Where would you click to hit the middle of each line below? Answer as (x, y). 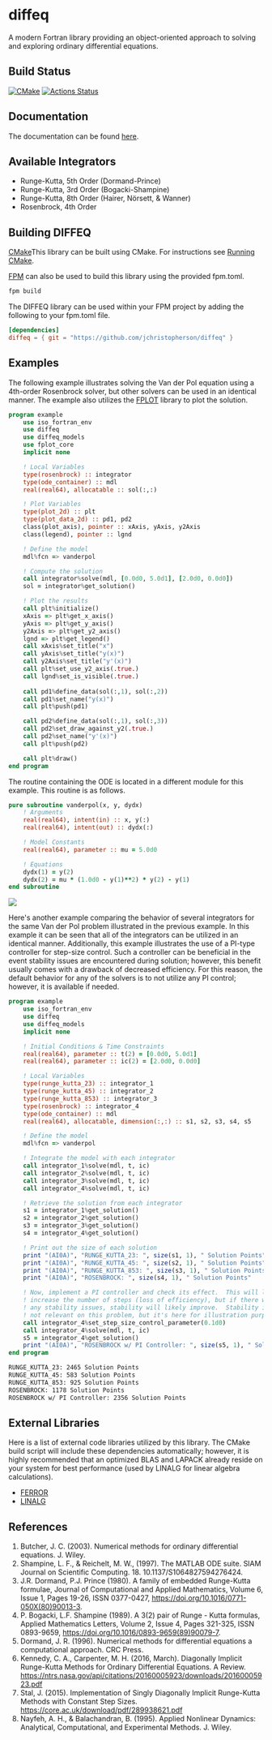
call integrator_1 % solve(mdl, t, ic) (87, 1166)
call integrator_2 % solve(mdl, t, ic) (87, 1173)
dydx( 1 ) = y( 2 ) (49, 872)
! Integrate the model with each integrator (99, 1158)
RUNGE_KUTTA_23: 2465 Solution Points (74, 1368)
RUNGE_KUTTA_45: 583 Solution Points (72, 1375)
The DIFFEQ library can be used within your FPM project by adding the (126, 307)
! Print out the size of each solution (90, 1248)
